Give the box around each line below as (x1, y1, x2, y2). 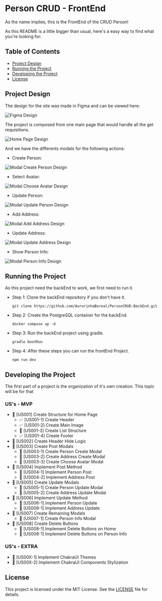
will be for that (5, 389, 34, 395)
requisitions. (5, 127, 30, 132)
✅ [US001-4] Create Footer (19, 433, 74, 439)
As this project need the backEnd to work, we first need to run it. (5, 285, 134, 291)
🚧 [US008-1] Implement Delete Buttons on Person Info (19, 531, 127, 537)
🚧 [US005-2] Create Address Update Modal (19, 490, 106, 496)
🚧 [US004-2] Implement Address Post (19, 474, 95, 480)
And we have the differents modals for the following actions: (5, 145, 125, 151)
